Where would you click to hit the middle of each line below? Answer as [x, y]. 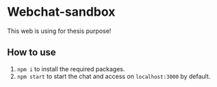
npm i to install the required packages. [71, 69]
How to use [31, 52]
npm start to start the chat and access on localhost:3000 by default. [114, 76]
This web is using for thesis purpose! [59, 31]
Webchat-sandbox [61, 12]
